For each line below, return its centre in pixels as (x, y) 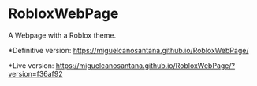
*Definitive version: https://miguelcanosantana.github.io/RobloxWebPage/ (128, 50)
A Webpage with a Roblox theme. (62, 35)
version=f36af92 (35, 73)
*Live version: (31, 65)
